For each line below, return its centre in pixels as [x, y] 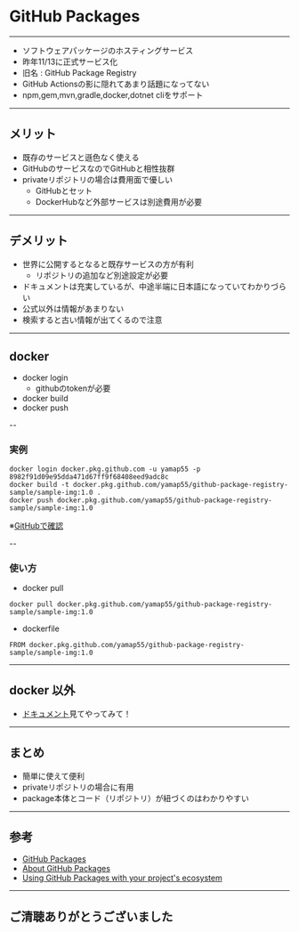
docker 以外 [42, 690]
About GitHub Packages [66, 869]
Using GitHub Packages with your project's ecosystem [122, 878]
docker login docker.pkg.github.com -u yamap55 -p [105, 469]
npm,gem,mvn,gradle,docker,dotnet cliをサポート [113, 94]
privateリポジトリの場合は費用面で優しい [97, 179]
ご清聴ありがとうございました [91, 916]
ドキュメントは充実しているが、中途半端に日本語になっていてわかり [146, 286]
